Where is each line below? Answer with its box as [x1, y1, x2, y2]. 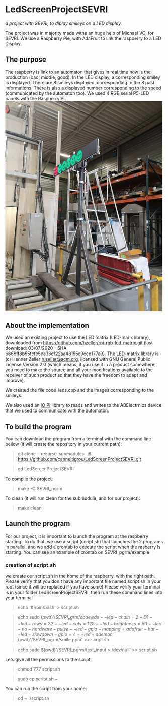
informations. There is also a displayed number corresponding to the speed [5, 85, 161, 91]
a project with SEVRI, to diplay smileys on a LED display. [5, 20, 122, 26]
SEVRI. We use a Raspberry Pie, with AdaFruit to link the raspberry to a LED [5, 35, 162, 41]
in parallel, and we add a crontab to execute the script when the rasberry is [5, 544, 161, 550]
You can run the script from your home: [5, 685, 87, 691]
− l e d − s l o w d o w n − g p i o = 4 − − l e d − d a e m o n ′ [17, 631, 114, 637]
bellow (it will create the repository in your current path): [5, 441, 122, 447]
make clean [17, 505, 42, 511]
